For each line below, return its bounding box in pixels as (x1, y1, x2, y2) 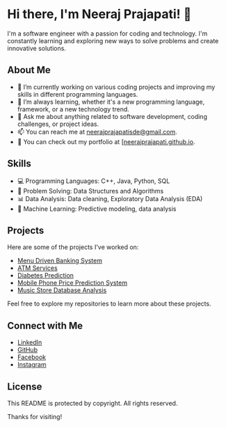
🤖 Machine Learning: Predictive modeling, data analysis (17, 205, 177, 213)
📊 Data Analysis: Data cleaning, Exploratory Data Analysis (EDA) (17, 194, 203, 203)
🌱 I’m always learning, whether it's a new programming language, (17, 97, 205, 106)
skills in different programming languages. (17, 90, 138, 98)
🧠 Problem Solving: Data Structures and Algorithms (17, 187, 164, 195)
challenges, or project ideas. (17, 120, 99, 128)
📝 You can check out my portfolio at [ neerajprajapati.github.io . (17, 137, 195, 145)
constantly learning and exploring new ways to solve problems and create (7, 36, 219, 45)
